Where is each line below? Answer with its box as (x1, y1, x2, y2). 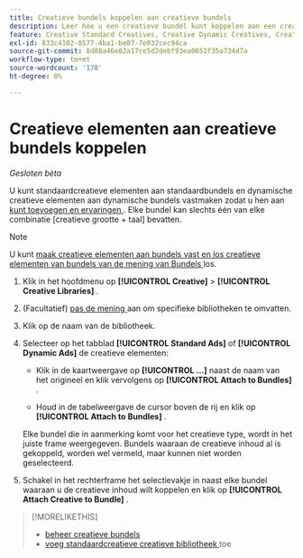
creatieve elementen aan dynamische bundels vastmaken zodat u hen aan (9, 195, 285, 206)
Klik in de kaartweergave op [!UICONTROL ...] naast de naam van (35, 364, 280, 375)
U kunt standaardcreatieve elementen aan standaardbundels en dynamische (9, 185, 293, 196)
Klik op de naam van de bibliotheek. (22, 320, 156, 331)
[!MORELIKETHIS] (31, 511, 98, 522)
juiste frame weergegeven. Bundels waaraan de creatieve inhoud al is (22, 438, 281, 449)
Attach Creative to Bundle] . (22, 493, 129, 505)
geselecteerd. (22, 457, 75, 468)
